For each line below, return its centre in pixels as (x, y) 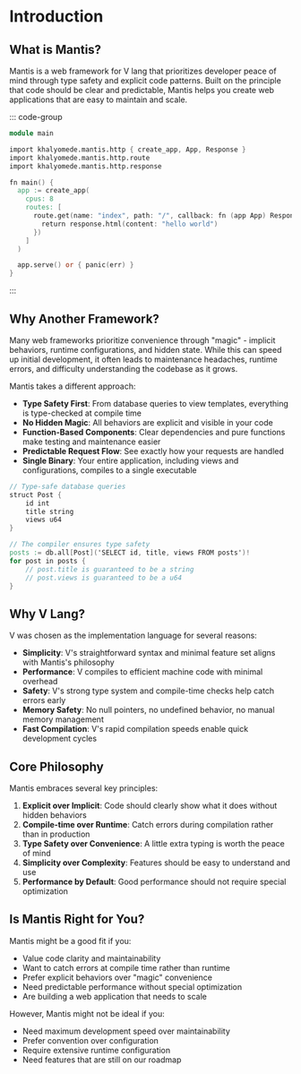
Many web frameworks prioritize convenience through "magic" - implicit (142, 340)
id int (38, 503)
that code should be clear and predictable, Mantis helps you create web (142, 90)
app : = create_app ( (54, 191)
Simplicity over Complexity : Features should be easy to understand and (156, 863)
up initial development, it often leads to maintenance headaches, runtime (143, 359)
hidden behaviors (54, 815)
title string (50, 511)
